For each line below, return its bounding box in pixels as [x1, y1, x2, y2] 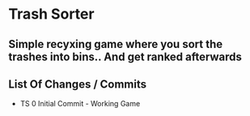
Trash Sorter [8, 5, 95, 24]
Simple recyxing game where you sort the [8, 37, 223, 51]
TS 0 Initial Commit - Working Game [19, 99, 141, 109]
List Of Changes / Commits [8, 77, 147, 91]
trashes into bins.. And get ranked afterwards [8, 49, 243, 63]
